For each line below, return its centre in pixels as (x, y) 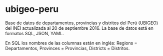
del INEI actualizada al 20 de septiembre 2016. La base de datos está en (79, 28)
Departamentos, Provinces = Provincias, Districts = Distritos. (67, 48)
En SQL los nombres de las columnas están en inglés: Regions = (71, 43)
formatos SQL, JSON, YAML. (34, 33)
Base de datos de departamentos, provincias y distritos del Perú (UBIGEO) (82, 23)
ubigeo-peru (32, 9)
